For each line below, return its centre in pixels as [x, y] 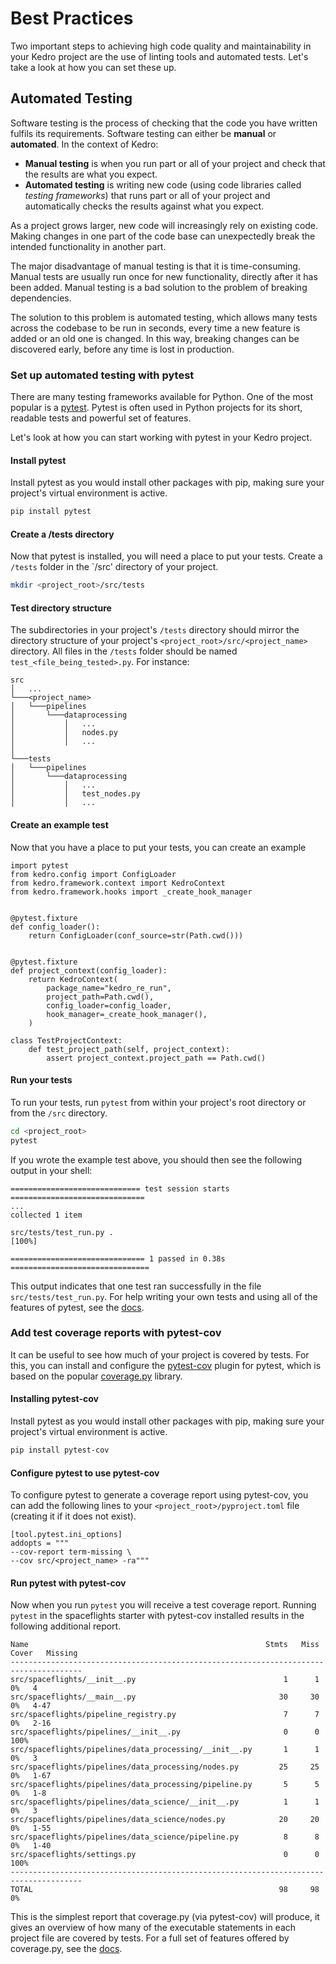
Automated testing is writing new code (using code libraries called [163, 184]
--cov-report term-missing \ [71, 1552]
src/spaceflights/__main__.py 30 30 [165, 1697]
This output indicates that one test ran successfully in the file [136, 1286]
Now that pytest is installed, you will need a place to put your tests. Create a [166, 556]
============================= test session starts [120, 1188]
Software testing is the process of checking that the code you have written [164, 123]
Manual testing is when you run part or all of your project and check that [175, 163]
